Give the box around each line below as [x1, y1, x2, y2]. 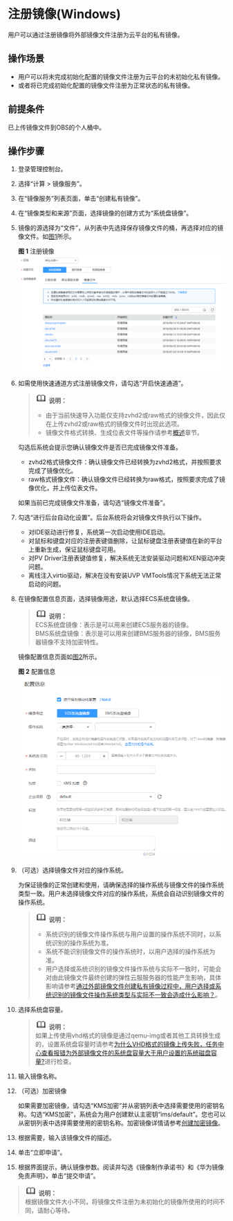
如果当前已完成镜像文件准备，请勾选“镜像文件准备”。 [17, 498, 169, 506]
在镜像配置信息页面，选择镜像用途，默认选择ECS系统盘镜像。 [17, 594, 194, 603]
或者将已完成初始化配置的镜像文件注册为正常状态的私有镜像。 [17, 81, 194, 89]
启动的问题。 [28, 580, 65, 588]
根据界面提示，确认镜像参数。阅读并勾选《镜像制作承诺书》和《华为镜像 [17, 1163, 224, 1171]
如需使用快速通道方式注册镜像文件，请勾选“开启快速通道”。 [17, 379, 187, 387]
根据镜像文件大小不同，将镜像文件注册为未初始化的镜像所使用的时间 [24, 1197, 219, 1206]
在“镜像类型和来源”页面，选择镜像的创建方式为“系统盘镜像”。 [17, 209, 193, 217]
